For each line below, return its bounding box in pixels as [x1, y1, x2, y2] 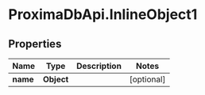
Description [76, 61, 122, 71]
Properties [8, 37, 62, 51]
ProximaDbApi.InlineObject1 [8, 6, 198, 24]
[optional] [129, 74, 166, 85]
